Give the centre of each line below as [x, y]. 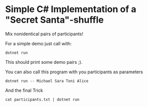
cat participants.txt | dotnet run [42, 99]
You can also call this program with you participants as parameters [74, 72]
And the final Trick [24, 90]
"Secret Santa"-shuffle [54, 20]
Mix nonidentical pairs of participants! [44, 34]
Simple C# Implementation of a [71, 9]
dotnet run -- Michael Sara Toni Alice [47, 81]
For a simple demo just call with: [38, 43]
